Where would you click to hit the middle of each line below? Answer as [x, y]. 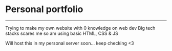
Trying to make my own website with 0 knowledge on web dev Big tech [80, 28]
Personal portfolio [44, 9]
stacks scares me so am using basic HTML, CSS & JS [62, 33]
